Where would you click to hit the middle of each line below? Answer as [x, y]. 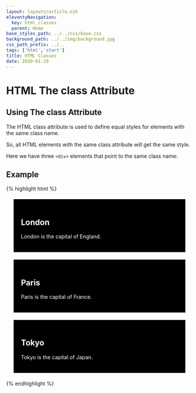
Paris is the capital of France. [57, 296]
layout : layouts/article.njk [42, 12]
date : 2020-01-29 [28, 61]
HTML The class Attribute [70, 90]
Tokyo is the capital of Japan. [57, 357]
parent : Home [28, 28]
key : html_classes [34, 23]
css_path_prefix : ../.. [36, 45]
